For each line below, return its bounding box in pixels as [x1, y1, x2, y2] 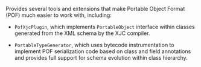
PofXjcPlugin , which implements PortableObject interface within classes [14, 24, 196, 30]
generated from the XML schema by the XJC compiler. [14, 30, 150, 37]
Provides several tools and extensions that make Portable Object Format [5, 5, 185, 12]
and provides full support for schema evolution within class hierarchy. [14, 54, 188, 61]
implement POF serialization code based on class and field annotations [14, 48, 191, 55]
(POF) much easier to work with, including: [5, 11, 112, 19]
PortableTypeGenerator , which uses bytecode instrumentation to [14, 42, 174, 48]
